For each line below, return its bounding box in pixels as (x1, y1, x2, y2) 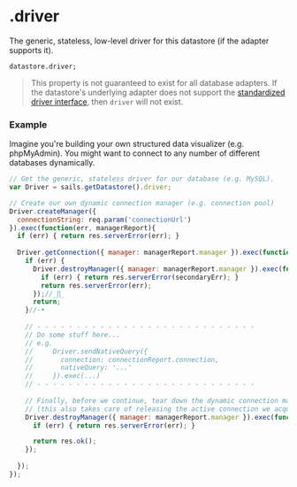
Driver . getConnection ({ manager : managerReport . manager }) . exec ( (17, 248, 263, 258)
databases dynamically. (9, 158, 95, 168)
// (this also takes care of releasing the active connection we (25, 405, 271, 414)
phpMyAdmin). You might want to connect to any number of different (9, 148, 261, 158)
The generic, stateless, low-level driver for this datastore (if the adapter (9, 35, 270, 46)
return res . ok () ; (32, 437, 97, 446)
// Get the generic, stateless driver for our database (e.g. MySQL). (9, 174, 275, 183)
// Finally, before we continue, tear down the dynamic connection (25, 396, 278, 405)
